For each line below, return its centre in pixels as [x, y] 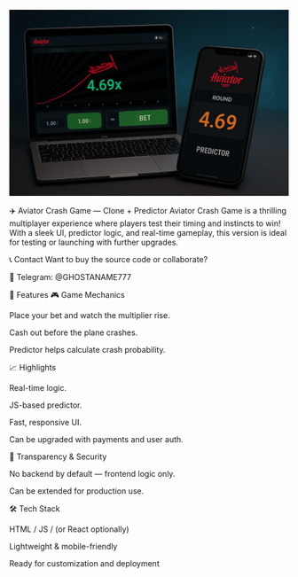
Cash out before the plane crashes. [74, 332]
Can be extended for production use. [77, 491]
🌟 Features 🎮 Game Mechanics [67, 294]
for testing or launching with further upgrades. [94, 242]
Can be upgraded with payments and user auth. [96, 439]
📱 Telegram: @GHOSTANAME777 [70, 277]
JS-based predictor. [46, 405]
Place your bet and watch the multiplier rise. [90, 315]
